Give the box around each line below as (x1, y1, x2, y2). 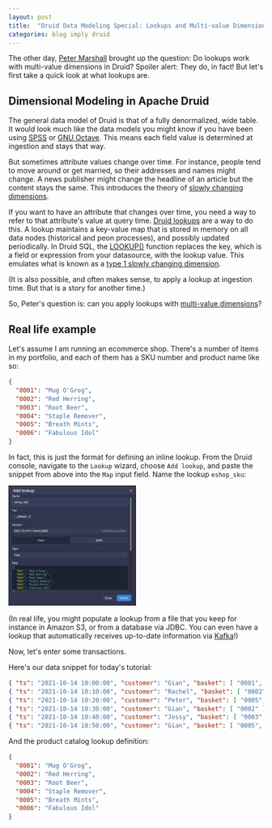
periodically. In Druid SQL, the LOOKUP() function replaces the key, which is (8, 241, 262, 251)
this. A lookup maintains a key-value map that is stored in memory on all (8, 224, 249, 234)
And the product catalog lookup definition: (8, 736, 150, 746)
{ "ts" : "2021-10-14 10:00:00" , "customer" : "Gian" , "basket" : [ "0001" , (8, 679, 263, 687)
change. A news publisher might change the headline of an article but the (8, 174, 253, 184)
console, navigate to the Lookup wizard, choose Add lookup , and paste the (8, 461, 253, 470)
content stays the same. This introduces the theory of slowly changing (8, 183, 244, 193)
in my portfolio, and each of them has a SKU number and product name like (8, 352, 260, 362)
